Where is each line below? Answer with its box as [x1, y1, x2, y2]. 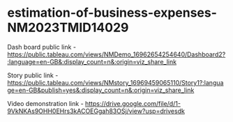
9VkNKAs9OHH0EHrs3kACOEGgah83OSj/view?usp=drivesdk [7, 107, 185, 115]
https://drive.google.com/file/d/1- [84, 99, 181, 107]
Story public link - [7, 71, 59, 79]
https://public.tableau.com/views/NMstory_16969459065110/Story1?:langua [7, 78, 224, 86]
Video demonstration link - [7, 99, 84, 107]
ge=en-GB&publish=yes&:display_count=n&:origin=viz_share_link [7, 86, 195, 94]
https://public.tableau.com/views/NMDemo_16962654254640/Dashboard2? [7, 50, 226, 59]
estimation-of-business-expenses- [7, 5, 218, 21]
